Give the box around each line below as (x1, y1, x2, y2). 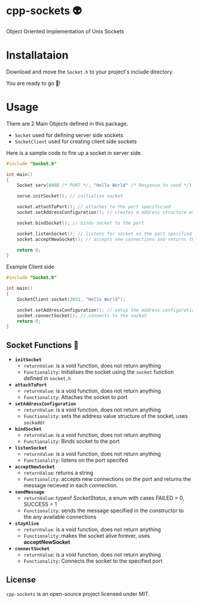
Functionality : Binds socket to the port (23, 438, 120, 445)
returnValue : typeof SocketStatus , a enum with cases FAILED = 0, (23, 494, 185, 502)
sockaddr (23, 420, 46, 426)
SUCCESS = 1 (23, 501, 57, 508)
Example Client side (6, 263, 54, 270)
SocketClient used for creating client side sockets (14, 138, 137, 145)
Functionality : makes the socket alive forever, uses (23, 532, 150, 540)
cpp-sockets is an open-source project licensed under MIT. (6, 590, 150, 597)
